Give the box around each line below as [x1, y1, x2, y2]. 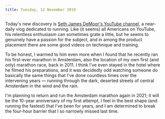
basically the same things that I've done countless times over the [5, 72, 137, 78]
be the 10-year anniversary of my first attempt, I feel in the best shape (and [5, 97, 158, 104]
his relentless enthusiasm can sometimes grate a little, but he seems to [5, 31, 149, 37]
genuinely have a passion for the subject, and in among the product [5, 37, 142, 42]
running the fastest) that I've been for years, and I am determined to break [5, 103, 156, 109]
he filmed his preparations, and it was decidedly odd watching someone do [5, 67, 158, 73]
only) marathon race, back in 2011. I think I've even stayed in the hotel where [5, 62, 161, 68]
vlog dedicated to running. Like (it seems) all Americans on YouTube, [16, 26, 156, 32]
